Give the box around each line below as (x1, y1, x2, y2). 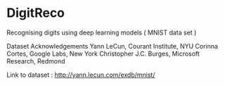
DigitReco (6, 5, 65, 21)
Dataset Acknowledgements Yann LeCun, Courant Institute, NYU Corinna (6, 42, 219, 50)
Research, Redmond (6, 56, 65, 65)
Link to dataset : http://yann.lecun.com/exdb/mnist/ (6, 70, 155, 79)
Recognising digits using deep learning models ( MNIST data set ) (6, 28, 197, 37)
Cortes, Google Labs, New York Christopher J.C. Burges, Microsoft (6, 49, 200, 58)
